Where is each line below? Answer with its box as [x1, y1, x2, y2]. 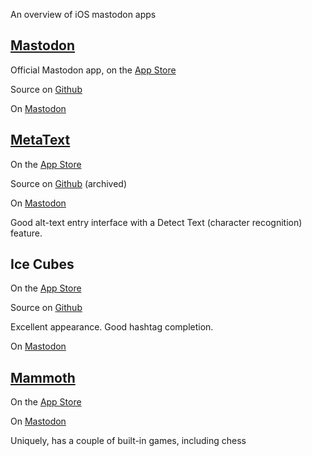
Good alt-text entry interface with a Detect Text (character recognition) [10, 216, 303, 228]
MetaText [10, 132, 71, 149]
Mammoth [10, 369, 76, 386]
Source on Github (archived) [10, 177, 127, 189]
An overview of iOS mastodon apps [10, 9, 157, 20]
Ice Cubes [10, 256, 75, 273]
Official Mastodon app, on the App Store [10, 64, 177, 76]
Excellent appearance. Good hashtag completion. [10, 321, 214, 333]
